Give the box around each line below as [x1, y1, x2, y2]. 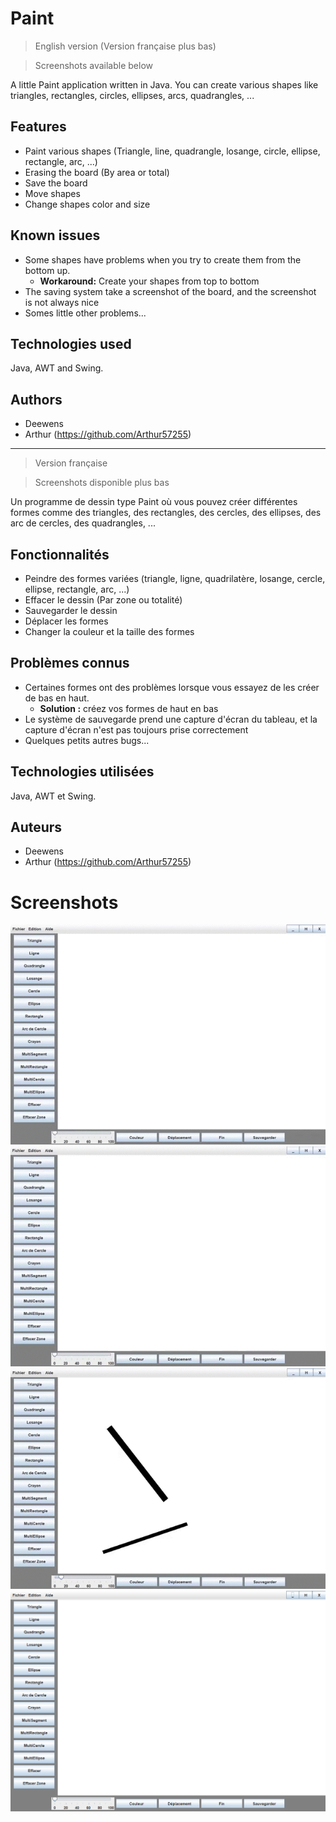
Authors [10, 391, 63, 408]
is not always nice [24, 296, 100, 308]
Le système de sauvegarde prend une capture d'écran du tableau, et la [24, 713, 318, 725]
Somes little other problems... [24, 307, 147, 319]
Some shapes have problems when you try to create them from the [24, 253, 302, 266]
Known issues [10, 227, 101, 244]
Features [10, 118, 67, 136]
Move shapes [24, 187, 81, 199]
